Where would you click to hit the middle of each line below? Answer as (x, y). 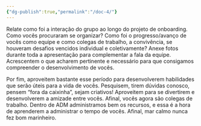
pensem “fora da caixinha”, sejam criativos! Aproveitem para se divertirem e (101, 92)
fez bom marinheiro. (31, 118)
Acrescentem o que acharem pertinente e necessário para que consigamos (100, 61)
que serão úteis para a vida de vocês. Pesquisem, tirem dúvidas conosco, (98, 86)
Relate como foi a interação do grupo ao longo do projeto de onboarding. (97, 29)
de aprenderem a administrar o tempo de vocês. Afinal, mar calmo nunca (97, 111)
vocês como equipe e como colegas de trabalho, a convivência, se (89, 42)
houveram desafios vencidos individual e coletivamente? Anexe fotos (92, 48)
